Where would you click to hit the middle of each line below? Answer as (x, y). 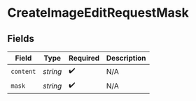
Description (126, 58)
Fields (21, 39)
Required (84, 58)
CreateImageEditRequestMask (98, 13)
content (23, 71)
